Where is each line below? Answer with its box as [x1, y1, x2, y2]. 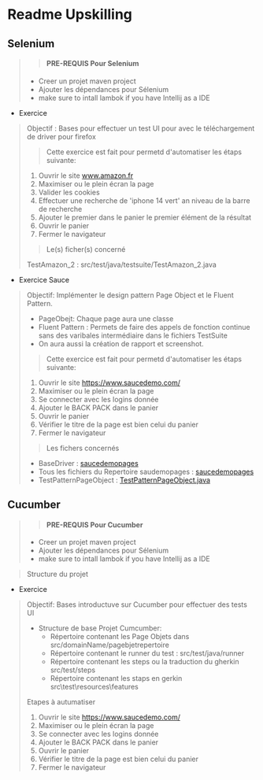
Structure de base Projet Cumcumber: [38, 623, 162, 633]
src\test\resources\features [50, 682, 139, 692]
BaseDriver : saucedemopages [38, 458, 139, 468]
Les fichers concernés [46, 443, 120, 453]
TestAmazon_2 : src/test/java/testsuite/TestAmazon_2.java [26, 260, 217, 269]
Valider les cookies [38, 187, 100, 197]
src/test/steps [50, 665, 96, 675]
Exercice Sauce [18, 275, 70, 284]
